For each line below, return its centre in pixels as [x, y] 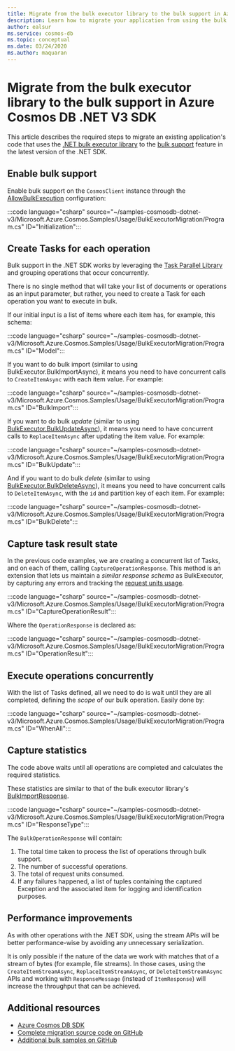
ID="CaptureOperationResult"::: [71, 611]
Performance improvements [70, 918]
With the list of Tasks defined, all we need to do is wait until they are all [109, 693]
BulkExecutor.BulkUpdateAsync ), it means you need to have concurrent [110, 429]
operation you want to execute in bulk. [62, 301]
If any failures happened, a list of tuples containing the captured [109, 881]
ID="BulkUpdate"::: [53, 465]
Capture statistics [47, 751]
